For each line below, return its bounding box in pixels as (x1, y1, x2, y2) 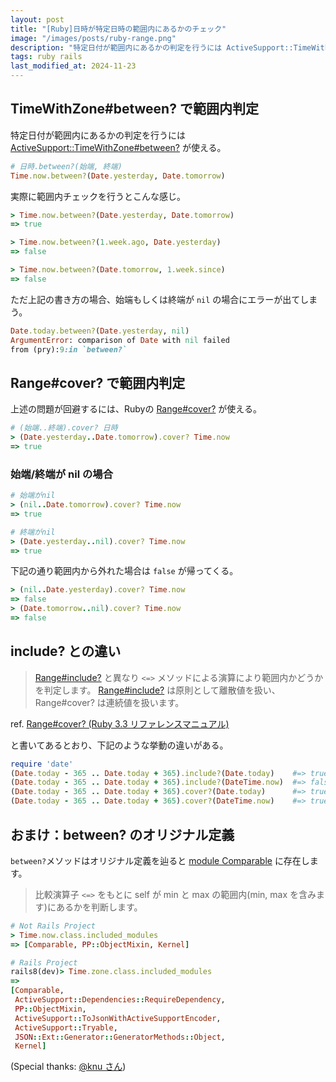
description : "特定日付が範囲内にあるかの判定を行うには (10, 42, 223, 53)
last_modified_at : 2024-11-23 (10, 61, 137, 71)
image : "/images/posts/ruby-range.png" (10, 33, 177, 43)
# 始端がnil (10, 491, 56, 501)
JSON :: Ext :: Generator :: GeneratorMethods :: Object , (14, 1032, 226, 1042)
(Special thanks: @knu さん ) (10, 1061, 127, 1073)
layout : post (10, 14, 65, 25)
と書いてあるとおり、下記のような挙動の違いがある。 (10, 739, 229, 751)
